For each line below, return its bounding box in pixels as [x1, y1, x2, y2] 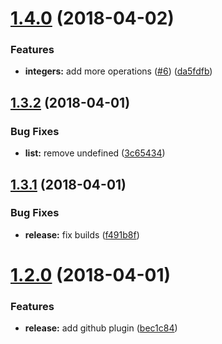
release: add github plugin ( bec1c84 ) [24, 322, 178, 334]
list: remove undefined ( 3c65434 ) [24, 147, 166, 159]
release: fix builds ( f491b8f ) [24, 228, 140, 241]
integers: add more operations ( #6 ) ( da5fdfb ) [24, 65, 213, 77]
